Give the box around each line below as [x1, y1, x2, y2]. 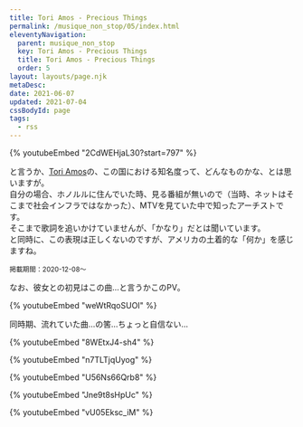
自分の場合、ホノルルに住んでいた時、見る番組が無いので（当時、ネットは [9, 189, 287, 199]
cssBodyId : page [9, 106, 71, 115]
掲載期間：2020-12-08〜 [9, 265, 87, 274]
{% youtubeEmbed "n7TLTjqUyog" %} [9, 355, 152, 365]
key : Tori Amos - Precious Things [17, 47, 147, 56]
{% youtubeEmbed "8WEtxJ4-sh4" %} [9, 337, 155, 347]
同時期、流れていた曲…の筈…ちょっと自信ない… [9, 318, 188, 329]
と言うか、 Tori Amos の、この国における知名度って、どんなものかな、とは [9, 166, 285, 176]
